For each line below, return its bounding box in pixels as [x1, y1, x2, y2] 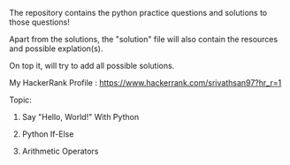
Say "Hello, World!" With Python [21, 112, 140, 122]
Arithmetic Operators [21, 146, 99, 156]
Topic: [9, 94, 33, 105]
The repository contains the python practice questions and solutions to [9, 8, 268, 18]
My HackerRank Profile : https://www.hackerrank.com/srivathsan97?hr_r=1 [9, 78, 282, 87]
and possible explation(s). [9, 43, 103, 54]
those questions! [9, 17, 71, 27]
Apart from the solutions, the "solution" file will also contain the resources [9, 34, 279, 44]
